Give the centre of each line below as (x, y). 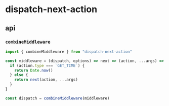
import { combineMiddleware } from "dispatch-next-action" (69, 52)
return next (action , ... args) (46, 80)
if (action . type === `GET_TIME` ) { (47, 65)
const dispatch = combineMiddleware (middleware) (57, 98)
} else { (19, 75)
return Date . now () (34, 70)
